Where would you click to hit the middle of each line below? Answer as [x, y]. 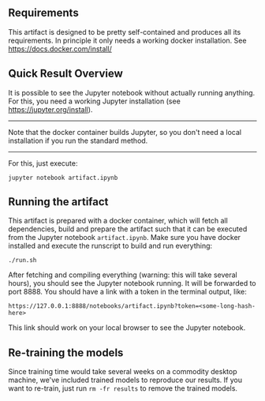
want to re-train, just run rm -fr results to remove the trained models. [123, 388]
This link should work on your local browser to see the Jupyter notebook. [127, 328]
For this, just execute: [43, 163]
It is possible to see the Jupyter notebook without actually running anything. [132, 92]
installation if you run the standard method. [78, 141]
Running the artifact [58, 202]
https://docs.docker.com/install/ [60, 49]
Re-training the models [66, 352]
